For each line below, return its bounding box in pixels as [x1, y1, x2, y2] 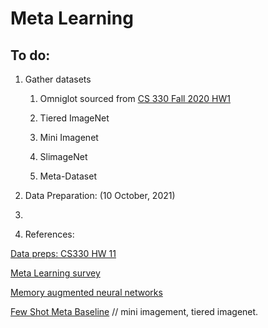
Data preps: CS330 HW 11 [10, 248, 117, 259]
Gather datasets [24, 73, 92, 85]
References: [24, 228, 75, 240]
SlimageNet [39, 151, 88, 162]
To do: [10, 47, 51, 64]
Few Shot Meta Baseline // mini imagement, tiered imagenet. [10, 306, 259, 317]
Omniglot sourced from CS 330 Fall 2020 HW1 [39, 93, 231, 104]
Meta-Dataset [39, 170, 97, 182]
